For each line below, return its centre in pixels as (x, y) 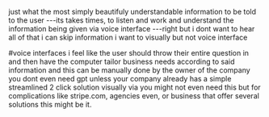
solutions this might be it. (50, 104)
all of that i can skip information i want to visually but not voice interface (128, 37)
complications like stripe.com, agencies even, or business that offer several (134, 96)
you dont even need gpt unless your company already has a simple (120, 79)
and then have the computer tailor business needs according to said (122, 61)
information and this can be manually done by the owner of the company (129, 70)
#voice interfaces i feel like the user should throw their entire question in (128, 53)
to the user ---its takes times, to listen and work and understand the (121, 20)
